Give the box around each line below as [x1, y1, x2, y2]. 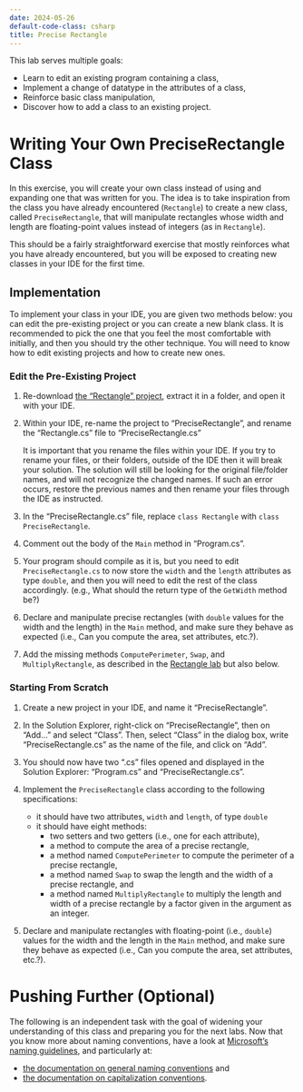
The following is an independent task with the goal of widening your [9, 1016, 263, 1027]
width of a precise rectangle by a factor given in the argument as [49, 898, 292, 908]
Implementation [9, 284, 102, 300]
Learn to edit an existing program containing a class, [22, 73, 220, 84]
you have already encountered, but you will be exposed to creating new [9, 249, 278, 260]
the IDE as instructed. [22, 493, 103, 504]
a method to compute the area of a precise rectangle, [49, 839, 249, 850]
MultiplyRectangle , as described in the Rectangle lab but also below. [22, 659, 280, 670]
